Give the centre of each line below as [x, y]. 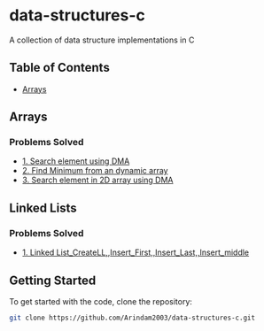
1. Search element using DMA [76, 161]
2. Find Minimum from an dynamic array [95, 171]
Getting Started [53, 280]
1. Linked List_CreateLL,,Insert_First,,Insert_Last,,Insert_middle [136, 252]
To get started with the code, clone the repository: [101, 301]
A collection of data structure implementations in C [102, 40]
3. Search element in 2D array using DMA [97, 180]
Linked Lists [43, 208]
